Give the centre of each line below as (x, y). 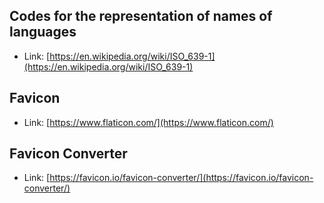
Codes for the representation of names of (141, 16)
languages (43, 32)
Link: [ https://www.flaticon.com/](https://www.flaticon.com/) (148, 122)
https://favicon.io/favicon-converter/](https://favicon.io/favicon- (181, 178)
